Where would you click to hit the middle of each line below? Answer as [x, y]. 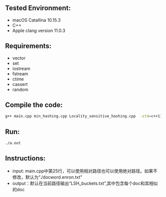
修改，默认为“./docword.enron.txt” [47, 177]
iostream [21, 68]
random [20, 89]
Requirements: [28, 46]
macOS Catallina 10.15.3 [36, 20]
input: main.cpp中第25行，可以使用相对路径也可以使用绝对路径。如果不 [85, 171]
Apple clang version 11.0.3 [39, 30]
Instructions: [25, 158]
